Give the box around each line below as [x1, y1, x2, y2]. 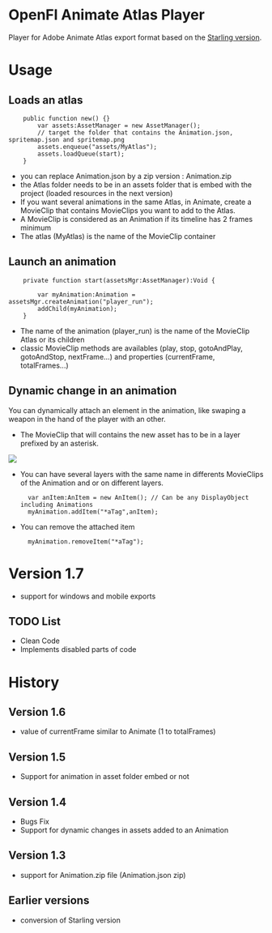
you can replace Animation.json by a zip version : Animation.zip [19, 171, 232, 181]
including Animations [19, 501, 93, 509]
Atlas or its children [19, 334, 85, 344]
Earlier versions [8, 893, 90, 908]
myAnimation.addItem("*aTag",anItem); [28, 508, 159, 516]
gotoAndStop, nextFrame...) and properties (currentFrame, [19, 351, 215, 361]
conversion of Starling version [19, 915, 121, 925]
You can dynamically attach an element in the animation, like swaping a [8, 405, 246, 415]
